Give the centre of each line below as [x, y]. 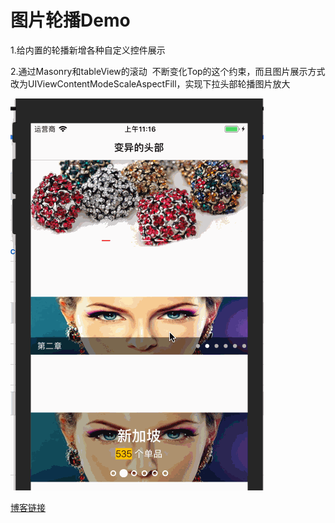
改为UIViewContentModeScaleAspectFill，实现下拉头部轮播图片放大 [150, 83]
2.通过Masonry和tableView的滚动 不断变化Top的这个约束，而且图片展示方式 [168, 71]
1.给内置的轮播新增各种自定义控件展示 [88, 50]
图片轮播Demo [70, 20]
